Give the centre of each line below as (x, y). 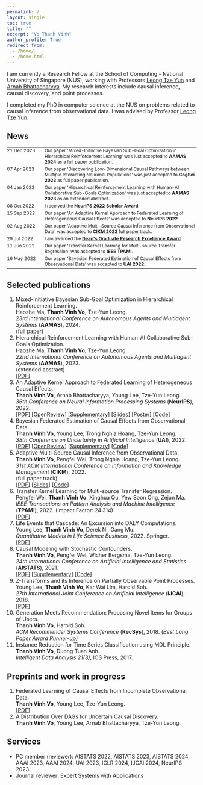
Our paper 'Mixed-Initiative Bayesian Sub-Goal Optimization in (111, 151)
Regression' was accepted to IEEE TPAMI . (89, 251)
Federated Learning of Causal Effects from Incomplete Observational (101, 691)
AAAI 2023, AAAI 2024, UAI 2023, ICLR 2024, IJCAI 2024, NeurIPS (99, 763)
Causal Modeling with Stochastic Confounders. (74, 549)
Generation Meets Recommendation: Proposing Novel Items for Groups (104, 613)
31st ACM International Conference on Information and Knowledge (98, 466)
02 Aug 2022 (21, 226)
